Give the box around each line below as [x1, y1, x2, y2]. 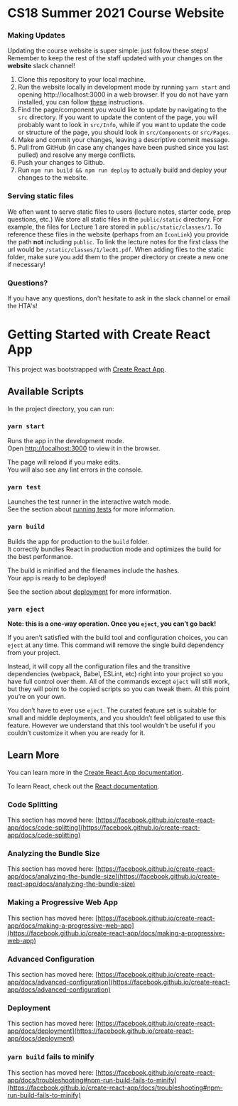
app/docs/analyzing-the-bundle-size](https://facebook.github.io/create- [7, 872, 220, 881]
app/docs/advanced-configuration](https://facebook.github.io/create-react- [7, 978, 231, 987]
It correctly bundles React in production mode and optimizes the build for [7, 545, 222, 553]
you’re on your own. [7, 693, 66, 701]
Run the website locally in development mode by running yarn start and [17, 83, 231, 92]
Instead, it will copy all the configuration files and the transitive [7, 662, 190, 671]
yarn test [7, 483, 41, 492]
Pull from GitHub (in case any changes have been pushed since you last [17, 143, 229, 152]
